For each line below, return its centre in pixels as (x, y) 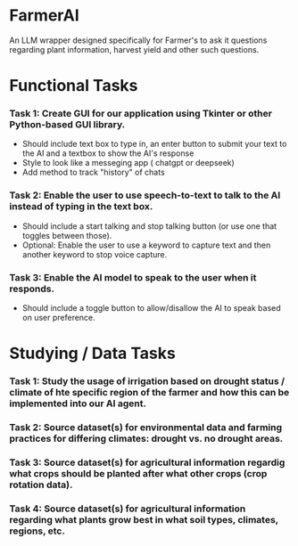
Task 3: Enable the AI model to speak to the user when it (133, 277)
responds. (32, 289)
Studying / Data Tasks (92, 354)
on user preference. (58, 318)
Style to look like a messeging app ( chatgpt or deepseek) (128, 163)
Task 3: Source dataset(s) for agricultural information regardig (147, 462)
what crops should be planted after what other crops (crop (138, 473)
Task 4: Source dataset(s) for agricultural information (128, 509)
